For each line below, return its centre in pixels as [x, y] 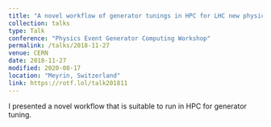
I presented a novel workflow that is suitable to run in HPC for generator [128, 106]
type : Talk [27, 31]
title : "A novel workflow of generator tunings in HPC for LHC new [124, 16]
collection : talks [39, 23]
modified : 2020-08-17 [45, 68]
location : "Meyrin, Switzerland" [65, 76]
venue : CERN [28, 53]
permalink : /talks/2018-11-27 [59, 46]
